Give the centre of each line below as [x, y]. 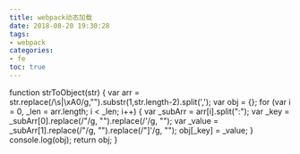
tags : [19, 34]
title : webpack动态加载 [51, 17]
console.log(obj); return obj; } [64, 140]
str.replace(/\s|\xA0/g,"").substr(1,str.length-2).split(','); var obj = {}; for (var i [150, 101]
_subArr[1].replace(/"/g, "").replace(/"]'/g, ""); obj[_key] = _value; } [131, 130]
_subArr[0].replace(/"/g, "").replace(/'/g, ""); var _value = [114, 120]
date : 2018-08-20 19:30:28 [60, 26]
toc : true [28, 68]
